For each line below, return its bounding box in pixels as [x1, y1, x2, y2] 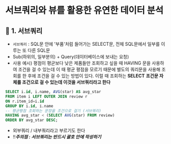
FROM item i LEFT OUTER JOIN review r [5, 94, 88, 99]
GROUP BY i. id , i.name [5, 103, 53, 108]
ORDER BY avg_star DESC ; [5, 118, 58, 123]
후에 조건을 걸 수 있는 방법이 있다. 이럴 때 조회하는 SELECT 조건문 [27, 73, 159, 79]
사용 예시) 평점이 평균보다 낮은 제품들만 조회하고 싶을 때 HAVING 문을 [12, 60, 151, 66]
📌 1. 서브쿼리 [5, 26, 43, 35]
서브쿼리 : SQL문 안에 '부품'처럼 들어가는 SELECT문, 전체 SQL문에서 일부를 [12, 41, 160, 47]
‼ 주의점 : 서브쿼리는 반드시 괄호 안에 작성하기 [12, 134, 102, 140]
